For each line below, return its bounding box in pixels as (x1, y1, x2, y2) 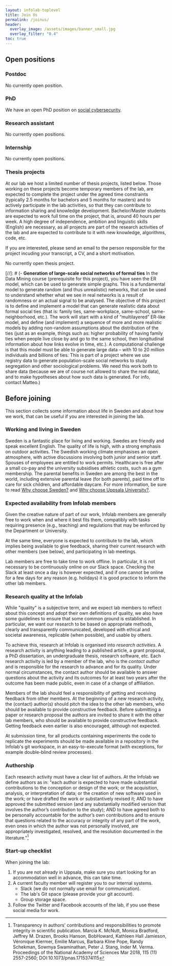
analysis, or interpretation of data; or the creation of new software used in (5, 790, 161, 796)
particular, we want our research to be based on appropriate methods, (5, 621, 154, 627)
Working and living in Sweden (5, 426, 81, 433)
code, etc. (5, 235, 27, 241)
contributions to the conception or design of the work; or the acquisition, (5, 784, 159, 791)
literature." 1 (5, 834, 29, 841)
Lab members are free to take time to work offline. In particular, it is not (5, 558, 155, 565)
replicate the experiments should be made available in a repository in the (5, 738, 159, 745)
